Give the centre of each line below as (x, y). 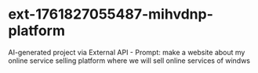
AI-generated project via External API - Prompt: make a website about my (127, 52)
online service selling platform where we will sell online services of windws (129, 61)
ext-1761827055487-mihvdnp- (111, 14)
